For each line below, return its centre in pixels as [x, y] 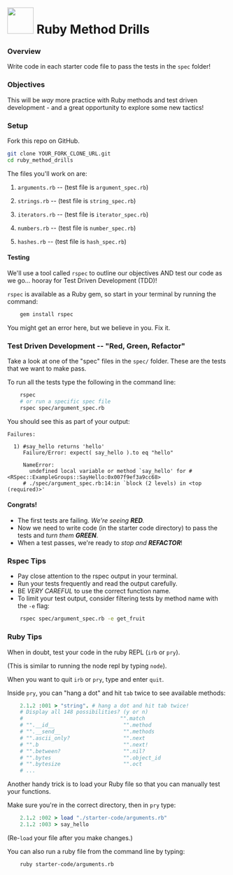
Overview [24, 51]
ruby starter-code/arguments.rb [67, 864]
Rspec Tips [27, 560]
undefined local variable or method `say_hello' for [108, 471]
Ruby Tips [25, 637]
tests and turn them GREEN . [58, 535]
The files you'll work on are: [47, 173]
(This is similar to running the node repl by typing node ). [87, 666]
